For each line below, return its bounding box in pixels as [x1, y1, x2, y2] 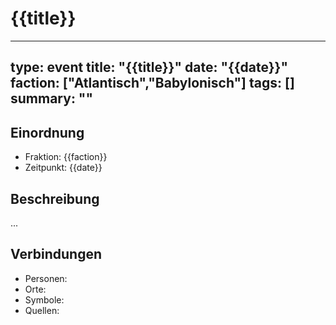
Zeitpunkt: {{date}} [24, 162, 103, 174]
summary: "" [10, 90, 94, 107]
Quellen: [24, 304, 60, 316]
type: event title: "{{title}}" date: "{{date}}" [10, 59, 289, 76]
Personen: [24, 272, 68, 284]
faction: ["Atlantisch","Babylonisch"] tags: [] [10, 75, 295, 92]
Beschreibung [10, 190, 100, 207]
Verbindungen [10, 246, 103, 263]
